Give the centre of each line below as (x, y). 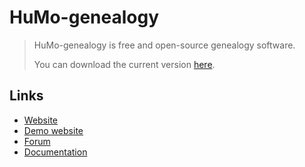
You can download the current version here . (124, 64)
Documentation (55, 152)
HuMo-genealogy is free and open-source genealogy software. (164, 45)
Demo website (53, 130)
